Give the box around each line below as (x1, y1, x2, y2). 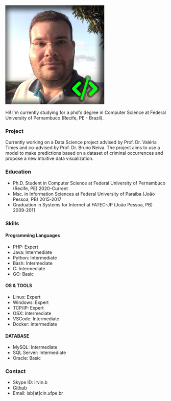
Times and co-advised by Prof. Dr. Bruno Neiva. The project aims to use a (5, 145, 160, 151)
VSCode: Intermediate (12, 315, 60, 322)
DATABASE (5, 333, 30, 339)
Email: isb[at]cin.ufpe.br (12, 390, 63, 396)
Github (12, 385, 27, 391)
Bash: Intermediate (12, 260, 53, 266)
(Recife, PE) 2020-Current (12, 185, 68, 192)
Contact (5, 368, 26, 375)
